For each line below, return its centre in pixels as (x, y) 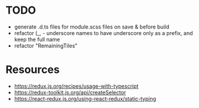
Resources (33, 70)
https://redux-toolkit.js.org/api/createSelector (70, 92)
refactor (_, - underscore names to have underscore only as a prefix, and (103, 33)
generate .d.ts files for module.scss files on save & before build (92, 27)
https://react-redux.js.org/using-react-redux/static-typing (85, 99)
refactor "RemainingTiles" (46, 46)
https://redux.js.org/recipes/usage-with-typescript (76, 86)
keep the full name (37, 39)
